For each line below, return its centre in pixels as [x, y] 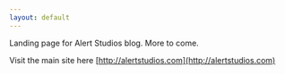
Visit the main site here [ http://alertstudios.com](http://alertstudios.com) [142, 60]
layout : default [39, 17]
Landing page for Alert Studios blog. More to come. [104, 43]
